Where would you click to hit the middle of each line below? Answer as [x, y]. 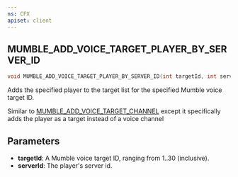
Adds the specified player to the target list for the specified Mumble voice [115, 90]
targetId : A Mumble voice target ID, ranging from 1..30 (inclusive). [113, 158]
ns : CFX [19, 14]
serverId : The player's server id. [65, 166]
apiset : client [30, 21]
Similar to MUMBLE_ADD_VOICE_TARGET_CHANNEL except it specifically [114, 111]
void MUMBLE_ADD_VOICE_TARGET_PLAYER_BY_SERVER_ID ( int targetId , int [112, 76]
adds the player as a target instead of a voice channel [86, 119]
